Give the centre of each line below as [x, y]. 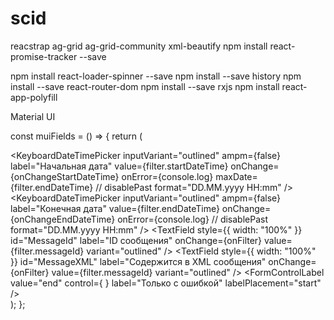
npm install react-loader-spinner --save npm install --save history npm [156, 76]
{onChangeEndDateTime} [63, 219]
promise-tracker [44, 56]
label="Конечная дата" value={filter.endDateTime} [115, 208]
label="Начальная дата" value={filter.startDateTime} [119, 166]
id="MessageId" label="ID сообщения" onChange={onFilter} [136, 240]
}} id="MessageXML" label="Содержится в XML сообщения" [138, 261]
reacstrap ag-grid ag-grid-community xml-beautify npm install [139, 46]
